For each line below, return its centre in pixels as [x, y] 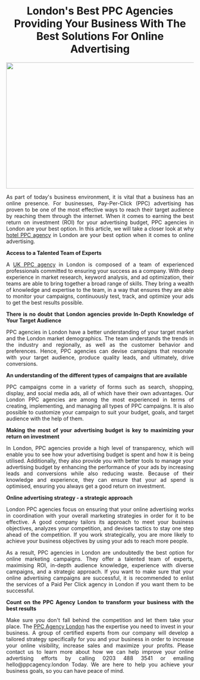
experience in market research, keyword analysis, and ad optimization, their [100, 277]
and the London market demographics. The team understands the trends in [100, 338]
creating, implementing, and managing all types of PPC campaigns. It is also [100, 406]
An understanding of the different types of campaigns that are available [97, 375]
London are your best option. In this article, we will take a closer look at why [100, 229]
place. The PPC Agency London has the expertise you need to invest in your [100, 626]
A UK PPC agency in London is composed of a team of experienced [100, 264]
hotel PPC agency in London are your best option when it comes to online [100, 235]
